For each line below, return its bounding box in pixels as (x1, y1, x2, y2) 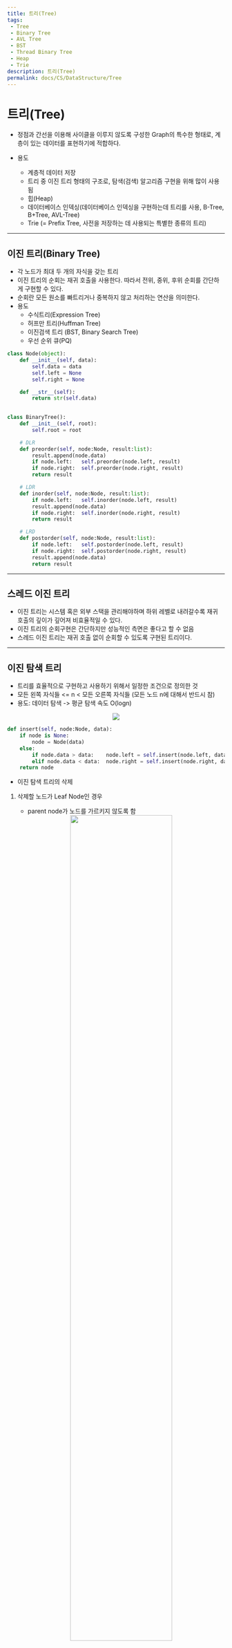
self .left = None (32, 369, 81, 377)
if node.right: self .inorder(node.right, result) (32, 509, 181, 516)
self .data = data (32, 363, 81, 370)
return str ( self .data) (32, 395, 97, 402)
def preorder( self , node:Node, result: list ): (19, 445, 153, 453)
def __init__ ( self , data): (19, 357, 97, 364)
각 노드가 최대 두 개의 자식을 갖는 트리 (17, 268, 119, 276)
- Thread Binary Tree (10, 49, 72, 56)
